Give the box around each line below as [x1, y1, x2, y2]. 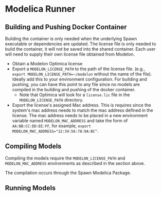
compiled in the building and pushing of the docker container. [12, 87, 136, 92]
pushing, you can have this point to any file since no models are [12, 81, 140, 87]
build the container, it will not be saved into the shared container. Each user [5, 46, 156, 52]
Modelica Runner [5, 3, 76, 15]
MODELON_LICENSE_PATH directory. [19, 97, 84, 103]
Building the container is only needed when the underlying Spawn [5, 36, 137, 41]
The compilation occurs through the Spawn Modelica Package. [5, 170, 131, 176]
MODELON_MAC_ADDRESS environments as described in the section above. [5, 160, 145, 166]
